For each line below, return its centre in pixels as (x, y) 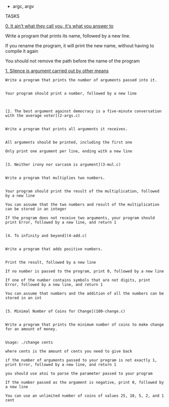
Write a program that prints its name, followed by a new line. (68, 36)
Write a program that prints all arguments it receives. (67, 129)
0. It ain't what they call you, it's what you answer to (59, 26)
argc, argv (23, 6)
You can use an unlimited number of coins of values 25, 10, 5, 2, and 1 (85, 396)
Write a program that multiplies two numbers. (55, 178)
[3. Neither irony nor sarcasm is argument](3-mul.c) (63, 165)
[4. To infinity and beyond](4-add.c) (46, 236)
